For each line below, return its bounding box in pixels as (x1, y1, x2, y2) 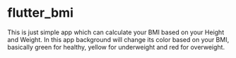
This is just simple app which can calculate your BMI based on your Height (7, 28, 225, 36)
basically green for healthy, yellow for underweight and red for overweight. (7, 43, 225, 51)
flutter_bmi (7, 5, 74, 21)
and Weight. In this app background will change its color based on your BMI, (7, 35, 230, 43)
